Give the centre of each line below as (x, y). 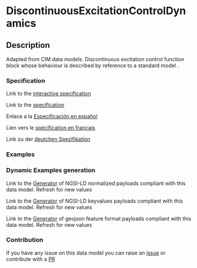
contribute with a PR (31, 259)
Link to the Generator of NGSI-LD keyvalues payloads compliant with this (95, 201)
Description (28, 45)
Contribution (25, 240)
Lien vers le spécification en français (51, 128)
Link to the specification (35, 105)
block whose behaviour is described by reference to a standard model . (93, 65)
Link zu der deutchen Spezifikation (48, 139)
